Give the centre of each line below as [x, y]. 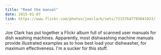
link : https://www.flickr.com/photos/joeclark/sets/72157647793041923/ [80, 19]
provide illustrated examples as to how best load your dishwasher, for [76, 43]
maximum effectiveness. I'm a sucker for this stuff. [57, 48]
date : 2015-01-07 [23, 14]
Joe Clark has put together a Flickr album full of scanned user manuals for [81, 33]
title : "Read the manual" [32, 10]
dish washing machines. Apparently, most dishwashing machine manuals [80, 38]
